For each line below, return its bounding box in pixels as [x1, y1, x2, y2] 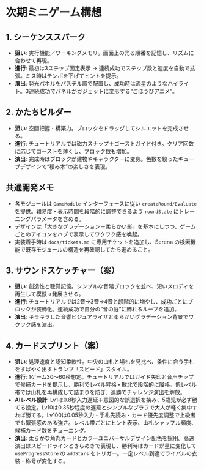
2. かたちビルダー [5, 107, 71, 117]
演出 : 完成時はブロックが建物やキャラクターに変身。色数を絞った [14, 155, 178, 162]
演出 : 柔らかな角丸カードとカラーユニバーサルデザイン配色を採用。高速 [14, 435, 195, 442]
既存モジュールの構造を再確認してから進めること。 [25, 245, 154, 253]
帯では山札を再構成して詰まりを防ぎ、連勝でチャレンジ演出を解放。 [14, 389, 186, 396]
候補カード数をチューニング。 [14, 427, 90, 435]
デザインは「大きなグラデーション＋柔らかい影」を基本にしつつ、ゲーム [14, 223, 196, 230]
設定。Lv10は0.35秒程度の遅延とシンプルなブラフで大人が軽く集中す [25, 404, 198, 411]
